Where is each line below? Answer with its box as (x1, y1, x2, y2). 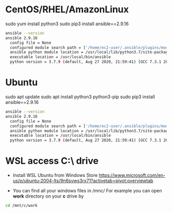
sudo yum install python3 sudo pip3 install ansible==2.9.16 (5, 21, 129, 27)
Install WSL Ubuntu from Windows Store (12, 172, 98, 179)
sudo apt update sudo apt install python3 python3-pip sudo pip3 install (5, 94, 155, 100)
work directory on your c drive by (12, 193, 84, 199)
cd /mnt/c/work (5, 203, 38, 208)
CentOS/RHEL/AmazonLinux (5, 4, 129, 15)
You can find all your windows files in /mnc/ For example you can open (12, 188, 162, 194)
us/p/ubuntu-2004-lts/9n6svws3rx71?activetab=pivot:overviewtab (12, 177, 154, 184)
